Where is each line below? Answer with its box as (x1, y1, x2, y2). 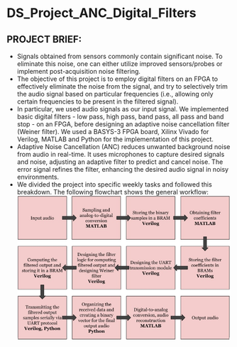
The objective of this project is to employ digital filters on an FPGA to (16, 75, 218, 83)
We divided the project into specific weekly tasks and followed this (16, 180, 212, 189)
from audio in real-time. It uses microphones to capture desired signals (16, 150, 225, 158)
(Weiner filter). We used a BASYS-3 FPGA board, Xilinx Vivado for (16, 128, 209, 136)
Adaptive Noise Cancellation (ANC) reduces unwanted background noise (16, 143, 231, 150)
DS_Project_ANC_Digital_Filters (6, 5, 197, 21)
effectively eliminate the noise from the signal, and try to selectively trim (16, 82, 228, 90)
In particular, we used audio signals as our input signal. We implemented (16, 105, 228, 113)
